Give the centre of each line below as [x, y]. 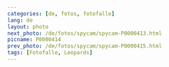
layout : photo [28, 27]
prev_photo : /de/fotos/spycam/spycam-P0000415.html [84, 46]
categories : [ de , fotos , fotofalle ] [61, 14]
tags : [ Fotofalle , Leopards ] [50, 53]
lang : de [20, 20]
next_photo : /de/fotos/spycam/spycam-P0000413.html [84, 33]
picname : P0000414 [34, 40]
